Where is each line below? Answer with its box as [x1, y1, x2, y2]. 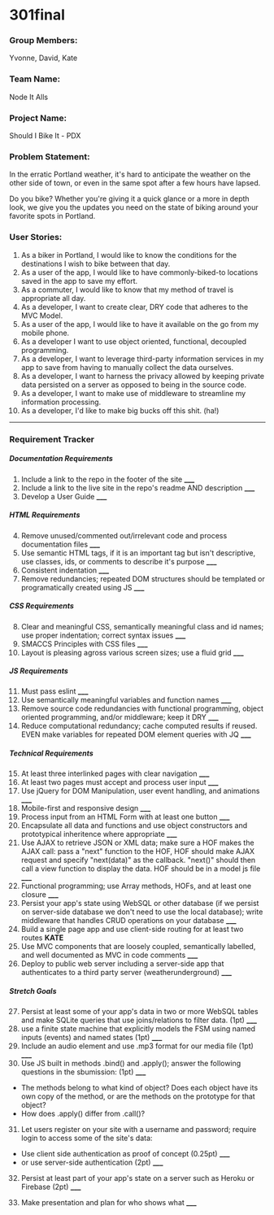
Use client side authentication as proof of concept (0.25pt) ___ [20, 1149, 230, 1159]
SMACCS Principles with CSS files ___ [20, 638, 149, 648]
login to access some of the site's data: [20, 1133, 153, 1143]
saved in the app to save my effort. [20, 276, 138, 285]
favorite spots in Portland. [9, 211, 96, 221]
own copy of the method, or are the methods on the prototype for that [20, 1091, 255, 1101]
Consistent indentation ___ [20, 565, 110, 575]
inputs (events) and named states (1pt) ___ [20, 1033, 163, 1043]
